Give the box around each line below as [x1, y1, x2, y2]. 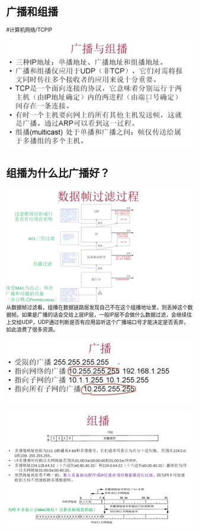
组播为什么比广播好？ [6, 166, 111, 180]
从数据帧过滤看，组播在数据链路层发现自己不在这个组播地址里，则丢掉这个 [6, 304, 188, 311]
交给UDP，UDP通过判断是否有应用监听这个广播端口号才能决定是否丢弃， [11, 318, 189, 326]
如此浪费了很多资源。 [6, 326, 58, 333]
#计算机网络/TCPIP [6, 26, 53, 33]
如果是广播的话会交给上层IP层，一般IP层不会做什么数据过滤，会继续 [21, 311, 187, 318]
